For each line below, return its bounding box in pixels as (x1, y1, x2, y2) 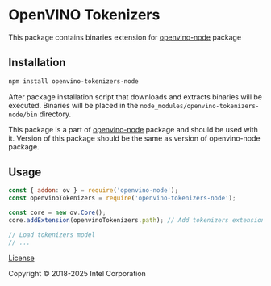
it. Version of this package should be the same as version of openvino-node (8, 133, 261, 143)
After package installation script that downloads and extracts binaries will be (8, 91, 262, 102)
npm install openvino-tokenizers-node (8, 77, 139, 86)
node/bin (8, 111, 38, 119)
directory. (39, 109, 71, 119)
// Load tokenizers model (8, 230, 95, 239)
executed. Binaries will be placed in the (8, 100, 139, 110)
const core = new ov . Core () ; (8, 208, 106, 217)
